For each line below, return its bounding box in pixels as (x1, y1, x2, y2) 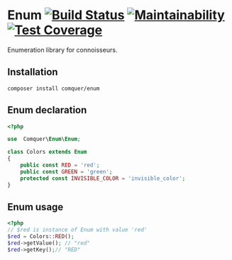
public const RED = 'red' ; (20, 162, 100, 169)
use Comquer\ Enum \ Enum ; (7, 135, 81, 143)
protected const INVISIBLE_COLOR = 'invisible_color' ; (20, 174, 186, 182)
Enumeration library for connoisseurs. (7, 45, 118, 54)
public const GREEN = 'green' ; (20, 168, 113, 175)
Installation (7, 66, 58, 78)
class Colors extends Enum (7, 149, 87, 156)
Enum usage (7, 200, 64, 213)
